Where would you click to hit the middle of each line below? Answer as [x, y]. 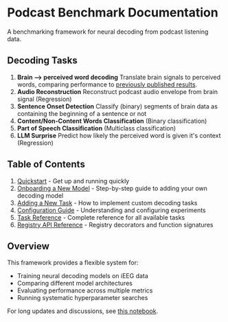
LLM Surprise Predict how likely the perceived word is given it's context [119, 135]
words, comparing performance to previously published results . [107, 84]
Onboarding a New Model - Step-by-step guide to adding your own [112, 188]
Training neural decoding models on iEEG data [83, 276]
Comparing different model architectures [75, 284]
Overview [28, 246]
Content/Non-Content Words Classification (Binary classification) [112, 121]
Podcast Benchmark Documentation [113, 13]
